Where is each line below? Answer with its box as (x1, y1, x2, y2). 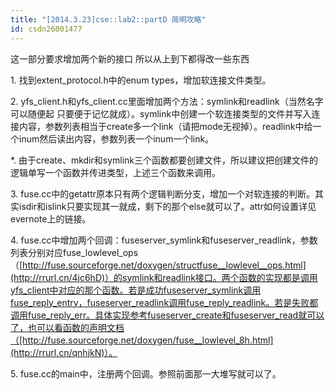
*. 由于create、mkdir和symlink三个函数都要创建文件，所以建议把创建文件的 (10, 154, 319, 166)
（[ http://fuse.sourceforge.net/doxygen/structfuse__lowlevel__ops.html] (10, 259, 307, 271)
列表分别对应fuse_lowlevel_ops (10, 246, 139, 258)
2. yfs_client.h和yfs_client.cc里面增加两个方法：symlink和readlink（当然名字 (10, 95, 324, 107)
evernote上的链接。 (10, 212, 92, 225)
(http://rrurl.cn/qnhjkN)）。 (10, 346, 118, 358)
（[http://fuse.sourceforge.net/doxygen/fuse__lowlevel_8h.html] (10, 334, 274, 346)
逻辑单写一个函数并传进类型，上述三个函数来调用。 (10, 166, 221, 178)
